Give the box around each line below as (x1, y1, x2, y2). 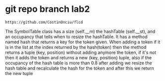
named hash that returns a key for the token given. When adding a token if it (5, 39, 161, 45)
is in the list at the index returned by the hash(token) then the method (5, 44, 147, 50)
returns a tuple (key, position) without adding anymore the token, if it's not (5, 49, 157, 55)
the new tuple (5, 70, 33, 76)
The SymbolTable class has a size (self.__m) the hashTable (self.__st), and (5, 28, 156, 34)
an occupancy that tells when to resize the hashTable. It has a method (5, 34, 148, 40)
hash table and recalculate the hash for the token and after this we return (5, 65, 154, 71)
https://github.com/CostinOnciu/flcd (5, 20, 83, 25)
